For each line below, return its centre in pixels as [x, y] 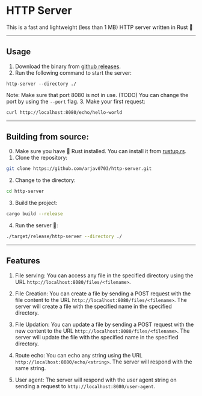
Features [23, 261]
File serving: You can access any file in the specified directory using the [104, 275]
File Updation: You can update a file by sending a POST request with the [104, 324]
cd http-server [25, 191]
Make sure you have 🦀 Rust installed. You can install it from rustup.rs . [101, 151]
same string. [30, 368]
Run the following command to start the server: [73, 72]
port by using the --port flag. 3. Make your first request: [76, 101]
